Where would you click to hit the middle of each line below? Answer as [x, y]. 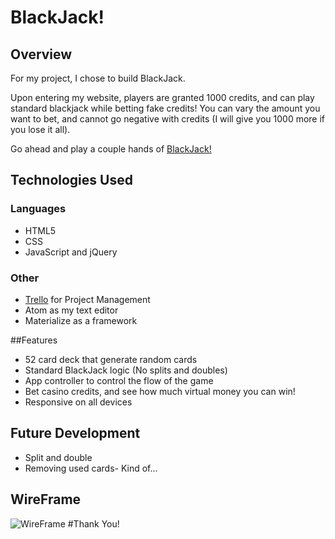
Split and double [58, 457]
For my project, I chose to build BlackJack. [98, 78]
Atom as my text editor [71, 310]
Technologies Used [71, 180]
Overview [41, 54]
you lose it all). [40, 129]
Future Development [75, 433]
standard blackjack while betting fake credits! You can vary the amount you [165, 108]
